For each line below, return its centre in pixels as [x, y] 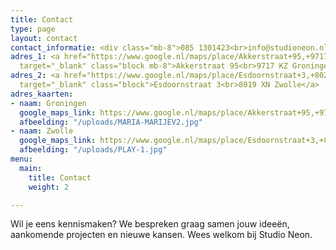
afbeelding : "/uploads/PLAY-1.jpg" [93, 150]
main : [31, 168]
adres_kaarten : [42, 94]
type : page [33, 29]
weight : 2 [49, 187]
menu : [21, 159]
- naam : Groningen [48, 103]
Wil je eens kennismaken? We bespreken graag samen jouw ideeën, [150, 224]
